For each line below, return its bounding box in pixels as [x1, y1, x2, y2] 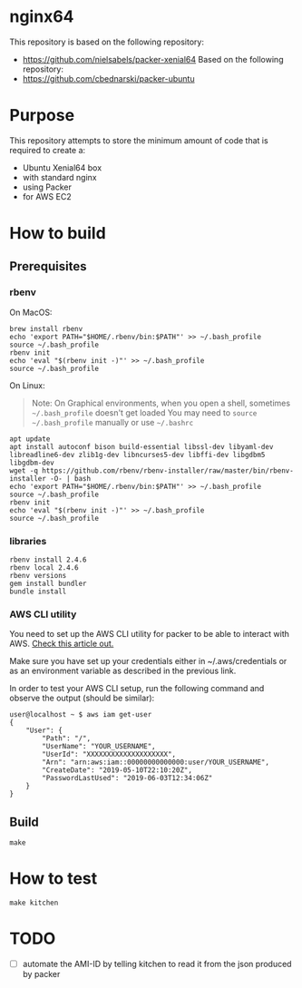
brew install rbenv [9, 324, 83, 333]
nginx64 [9, 6, 74, 27]
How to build [9, 223, 106, 244]
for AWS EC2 [22, 191, 72, 201]
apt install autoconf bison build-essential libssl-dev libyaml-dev [9, 442, 274, 451]
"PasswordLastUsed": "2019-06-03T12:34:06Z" [42, 774, 213, 783]
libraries [9, 534, 47, 547]
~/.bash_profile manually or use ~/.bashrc [31, 416, 194, 427]
